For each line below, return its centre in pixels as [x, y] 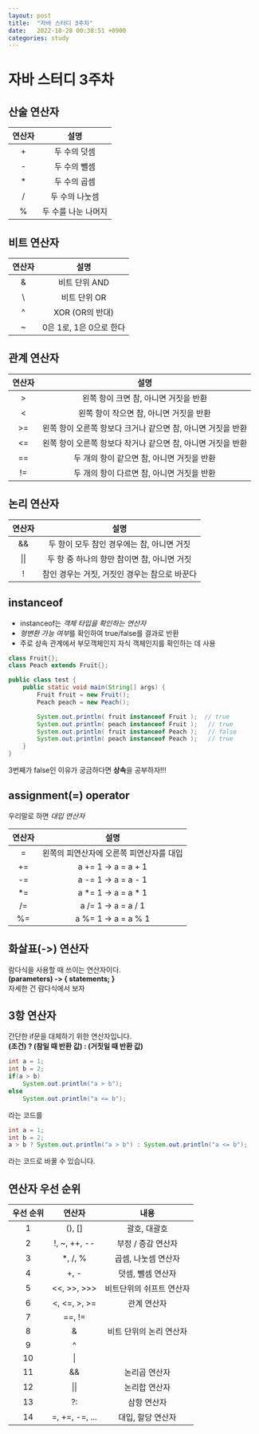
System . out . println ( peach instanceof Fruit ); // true [135, 724]
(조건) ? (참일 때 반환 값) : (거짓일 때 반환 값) [76, 1047]
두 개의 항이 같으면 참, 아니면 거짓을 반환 [145, 458]
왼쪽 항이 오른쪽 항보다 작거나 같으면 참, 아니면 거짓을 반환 [145, 443]
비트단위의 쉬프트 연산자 [147, 1289]
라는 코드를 [26, 1114]
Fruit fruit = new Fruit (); [83, 695]
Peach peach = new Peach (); [83, 702]
